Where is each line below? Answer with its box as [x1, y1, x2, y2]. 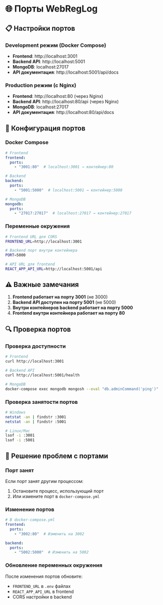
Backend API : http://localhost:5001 [12, 58, 86, 65]
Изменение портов [5, 506, 54, 513]
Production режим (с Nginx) [5, 82, 76, 89]
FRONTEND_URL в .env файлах [12, 583, 71, 589]
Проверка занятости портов [5, 398, 78, 405]
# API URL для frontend [5, 262, 55, 267]
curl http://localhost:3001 [5, 359, 64, 364]
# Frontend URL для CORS [5, 234, 57, 239]
